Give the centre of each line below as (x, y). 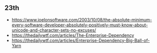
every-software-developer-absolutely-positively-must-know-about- (80, 25)
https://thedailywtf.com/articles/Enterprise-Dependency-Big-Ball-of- (80, 40)
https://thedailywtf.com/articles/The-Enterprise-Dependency (73, 35)
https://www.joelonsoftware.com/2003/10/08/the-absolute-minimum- (82, 19)
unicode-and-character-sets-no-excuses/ (54, 30)
